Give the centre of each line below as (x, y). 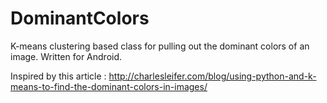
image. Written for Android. (66, 56)
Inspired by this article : (58, 76)
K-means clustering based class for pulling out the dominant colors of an (160, 46)
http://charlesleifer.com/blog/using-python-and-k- (212, 76)
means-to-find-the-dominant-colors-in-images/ (109, 86)
